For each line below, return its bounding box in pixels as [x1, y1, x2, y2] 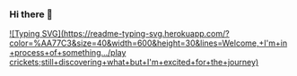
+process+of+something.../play [9, 47, 127, 58]
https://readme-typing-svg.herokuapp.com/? [63, 29, 231, 39]
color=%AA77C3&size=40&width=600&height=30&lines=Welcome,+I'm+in [9, 38, 288, 48]
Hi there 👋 [9, 8, 54, 21]
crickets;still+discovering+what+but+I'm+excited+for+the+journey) [9, 57, 259, 68]
